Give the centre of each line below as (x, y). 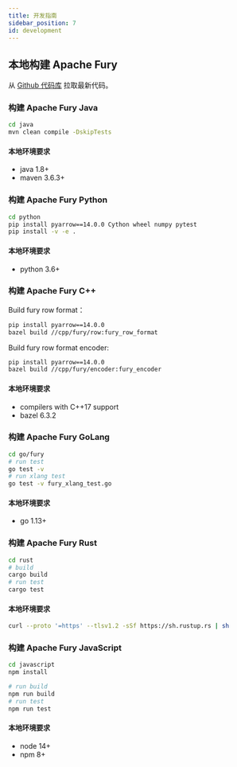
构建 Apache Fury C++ (52, 291)
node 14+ (35, 746)
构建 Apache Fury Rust (53, 543)
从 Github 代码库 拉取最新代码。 (60, 85)
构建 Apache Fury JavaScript (65, 648)
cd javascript (32, 665)
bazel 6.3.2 (38, 415)
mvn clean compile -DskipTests (60, 132)
